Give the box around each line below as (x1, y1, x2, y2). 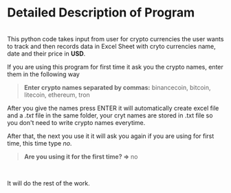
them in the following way (7, 70, 80, 78)
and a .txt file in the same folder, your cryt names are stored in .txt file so (7, 111, 213, 120)
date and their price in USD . (7, 49, 86, 58)
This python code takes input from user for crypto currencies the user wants (7, 34, 224, 43)
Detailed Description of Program (7, 5, 195, 21)
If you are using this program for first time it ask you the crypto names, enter (7, 63, 223, 71)
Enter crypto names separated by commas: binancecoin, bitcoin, (23, 83, 211, 91)
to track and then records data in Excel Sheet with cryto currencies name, (7, 42, 217, 50)
